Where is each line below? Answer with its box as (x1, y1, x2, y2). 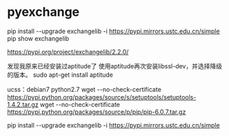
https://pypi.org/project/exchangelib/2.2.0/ (7, 48, 129, 56)
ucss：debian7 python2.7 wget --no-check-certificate (7, 85, 162, 93)
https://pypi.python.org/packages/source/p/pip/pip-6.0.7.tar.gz (7, 108, 186, 116)
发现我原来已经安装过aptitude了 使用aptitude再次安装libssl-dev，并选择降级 (7, 61, 223, 70)
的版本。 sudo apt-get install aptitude (7, 70, 114, 79)
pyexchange (7, 4, 80, 20)
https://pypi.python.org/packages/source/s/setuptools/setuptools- (7, 93, 197, 101)
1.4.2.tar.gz (7, 100, 39, 108)
